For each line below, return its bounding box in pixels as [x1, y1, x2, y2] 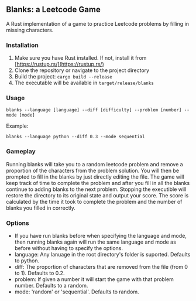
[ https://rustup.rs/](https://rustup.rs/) [14, 61, 104, 68]
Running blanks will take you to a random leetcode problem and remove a [6, 160, 183, 167]
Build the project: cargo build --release [14, 73, 112, 80]
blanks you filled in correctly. [6, 204, 76, 211]
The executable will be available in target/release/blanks [14, 79, 154, 87]
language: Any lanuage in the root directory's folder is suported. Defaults [14, 251, 191, 258]
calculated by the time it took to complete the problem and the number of [6, 198, 183, 205]
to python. [14, 257, 40, 264]
